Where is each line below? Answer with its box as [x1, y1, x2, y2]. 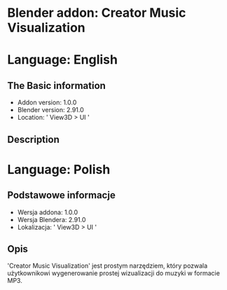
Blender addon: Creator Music [7, 5, 186, 21]
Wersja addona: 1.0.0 [17, 208, 78, 216]
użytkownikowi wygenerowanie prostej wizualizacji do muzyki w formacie [7, 269, 221, 277]
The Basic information [7, 79, 106, 92]
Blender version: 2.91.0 [17, 106, 84, 114]
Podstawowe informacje [7, 189, 116, 201]
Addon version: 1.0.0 [17, 98, 77, 106]
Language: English [7, 52, 118, 68]
